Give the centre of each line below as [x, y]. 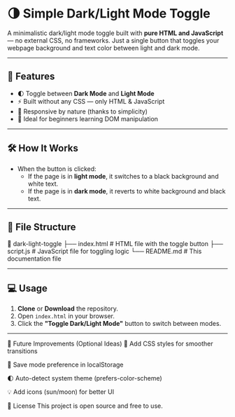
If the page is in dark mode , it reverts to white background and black [127, 191]
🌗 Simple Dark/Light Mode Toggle [109, 14]
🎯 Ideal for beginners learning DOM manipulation [88, 118]
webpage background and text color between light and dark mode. [104, 48]
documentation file [34, 259]
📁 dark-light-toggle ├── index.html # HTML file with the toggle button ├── [115, 244]
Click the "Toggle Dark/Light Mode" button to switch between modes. [119, 324]
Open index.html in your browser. [66, 316]
